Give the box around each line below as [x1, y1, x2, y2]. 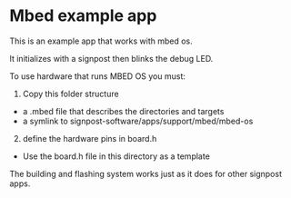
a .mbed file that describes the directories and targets [22, 105, 225, 116]
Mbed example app [9, 5, 157, 26]
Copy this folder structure [22, 88, 120, 99]
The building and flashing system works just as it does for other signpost [9, 168, 282, 179]
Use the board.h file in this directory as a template [22, 151, 211, 162]
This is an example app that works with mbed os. [9, 35, 193, 46]
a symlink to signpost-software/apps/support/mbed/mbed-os [22, 115, 254, 126]
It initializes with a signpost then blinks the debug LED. [9, 53, 214, 64]
